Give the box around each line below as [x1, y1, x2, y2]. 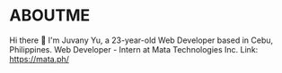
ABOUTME [9, 5, 91, 26]
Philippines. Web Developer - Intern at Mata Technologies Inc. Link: [9, 44, 259, 54]
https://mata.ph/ [9, 53, 70, 64]
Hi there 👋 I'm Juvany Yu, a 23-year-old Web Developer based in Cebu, [9, 35, 274, 45]
